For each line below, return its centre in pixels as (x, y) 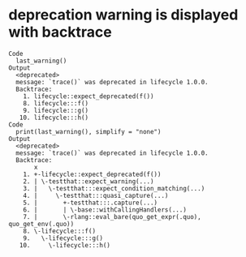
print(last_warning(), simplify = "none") (88, 131)
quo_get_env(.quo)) (41, 224)
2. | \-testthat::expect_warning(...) (88, 181)
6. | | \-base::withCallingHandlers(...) (105, 210)
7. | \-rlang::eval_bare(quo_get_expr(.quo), (112, 216)
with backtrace (60, 32)
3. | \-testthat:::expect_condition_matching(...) (114, 188)
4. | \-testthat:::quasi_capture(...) (96, 195)
